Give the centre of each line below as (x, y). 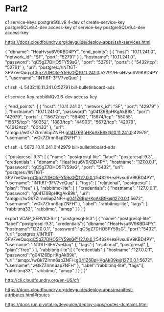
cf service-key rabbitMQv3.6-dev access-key (51, 97)
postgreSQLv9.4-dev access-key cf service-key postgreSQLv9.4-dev (75, 27)
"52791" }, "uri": (21, 67)
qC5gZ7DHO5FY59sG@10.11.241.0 (65, 72)
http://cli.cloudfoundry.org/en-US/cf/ (42, 280)
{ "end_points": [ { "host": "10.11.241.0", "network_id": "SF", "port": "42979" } (82, 106)
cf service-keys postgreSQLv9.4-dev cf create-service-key (65, 22)
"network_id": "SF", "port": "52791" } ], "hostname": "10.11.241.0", (70, 57)
